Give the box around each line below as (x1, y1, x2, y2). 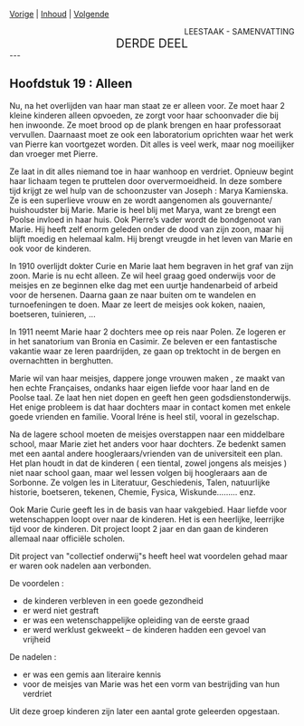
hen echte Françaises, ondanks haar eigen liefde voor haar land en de (9, 382, 270, 393)
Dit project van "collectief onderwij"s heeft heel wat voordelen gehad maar (9, 550, 288, 561)
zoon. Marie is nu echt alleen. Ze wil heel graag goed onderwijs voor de (9, 270, 276, 281)
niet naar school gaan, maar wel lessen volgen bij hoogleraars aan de (9, 467, 268, 478)
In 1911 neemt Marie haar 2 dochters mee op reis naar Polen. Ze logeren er (9, 326, 287, 337)
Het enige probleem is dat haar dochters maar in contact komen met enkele (9, 402, 291, 412)
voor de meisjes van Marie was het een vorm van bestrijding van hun (22, 678, 280, 689)
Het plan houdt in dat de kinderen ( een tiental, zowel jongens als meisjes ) (9, 458, 288, 469)
